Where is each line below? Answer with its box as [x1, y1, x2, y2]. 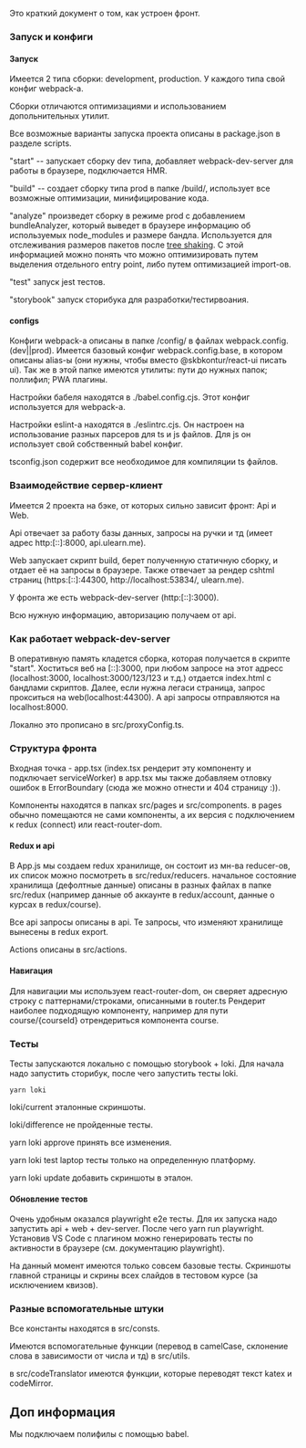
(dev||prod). [9, 345, 55, 356]
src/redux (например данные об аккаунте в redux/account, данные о [9, 889, 275, 900]
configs [9, 315, 39, 326]
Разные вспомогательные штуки [9, 1303, 164, 1316]
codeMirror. [9, 1378, 54, 1389]
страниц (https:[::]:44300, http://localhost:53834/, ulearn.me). [9, 574, 244, 585]
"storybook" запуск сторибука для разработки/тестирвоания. [9, 294, 250, 305]
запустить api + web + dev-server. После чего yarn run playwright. [9, 1223, 265, 1234]
